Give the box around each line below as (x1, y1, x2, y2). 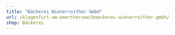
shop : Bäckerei (6, 20, 44, 26)
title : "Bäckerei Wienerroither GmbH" (6, 8, 103, 15)
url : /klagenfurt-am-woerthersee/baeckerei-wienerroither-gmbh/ (6, 14, 170, 20)
